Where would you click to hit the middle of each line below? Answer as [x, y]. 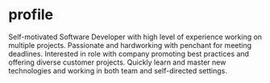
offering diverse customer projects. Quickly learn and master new [117, 62]
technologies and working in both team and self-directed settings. [118, 70]
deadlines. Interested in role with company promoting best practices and [129, 53]
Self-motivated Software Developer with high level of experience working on [135, 37]
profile [31, 15]
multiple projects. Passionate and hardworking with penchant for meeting [130, 45]
